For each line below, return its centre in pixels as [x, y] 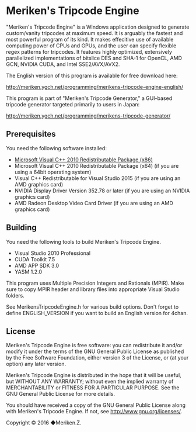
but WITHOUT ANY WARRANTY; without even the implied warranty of [90, 382]
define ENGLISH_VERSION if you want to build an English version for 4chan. [97, 313]
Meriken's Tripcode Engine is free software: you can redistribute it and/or [94, 345]
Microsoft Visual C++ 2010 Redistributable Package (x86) [84, 160]
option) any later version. [36, 364]
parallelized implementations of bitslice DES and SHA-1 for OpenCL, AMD [94, 58]
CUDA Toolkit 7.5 [35, 259]
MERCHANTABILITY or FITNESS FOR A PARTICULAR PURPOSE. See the [93, 388]
